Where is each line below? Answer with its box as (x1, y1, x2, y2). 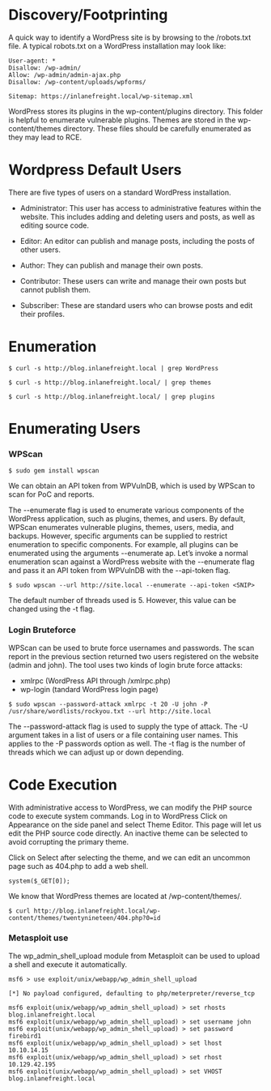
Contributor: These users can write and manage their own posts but (19, 276, 247, 285)
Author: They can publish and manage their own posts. (19, 260, 204, 270)
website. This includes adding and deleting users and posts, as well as (19, 212, 256, 221)
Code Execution (8, 776, 117, 794)
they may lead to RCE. (8, 132, 83, 142)
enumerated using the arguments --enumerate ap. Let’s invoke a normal (8, 549, 248, 558)
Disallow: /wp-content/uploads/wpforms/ (8, 78, 147, 86)
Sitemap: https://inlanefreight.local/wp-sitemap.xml (8, 92, 194, 101)
